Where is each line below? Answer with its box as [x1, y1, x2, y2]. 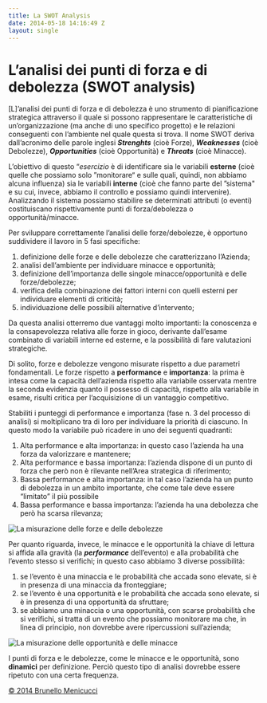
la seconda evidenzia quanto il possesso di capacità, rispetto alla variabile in [8, 384, 259, 395]
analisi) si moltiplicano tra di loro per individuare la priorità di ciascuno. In [8, 417, 249, 426]
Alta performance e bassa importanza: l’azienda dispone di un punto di [19, 458, 253, 467]
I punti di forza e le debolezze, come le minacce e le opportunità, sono [8, 654, 240, 663]
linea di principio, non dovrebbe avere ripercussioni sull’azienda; [19, 622, 232, 632]
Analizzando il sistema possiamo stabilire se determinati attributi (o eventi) [8, 196, 253, 206]
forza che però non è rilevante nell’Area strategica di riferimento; [19, 466, 232, 476]
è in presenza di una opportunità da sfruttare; [19, 597, 170, 607]
